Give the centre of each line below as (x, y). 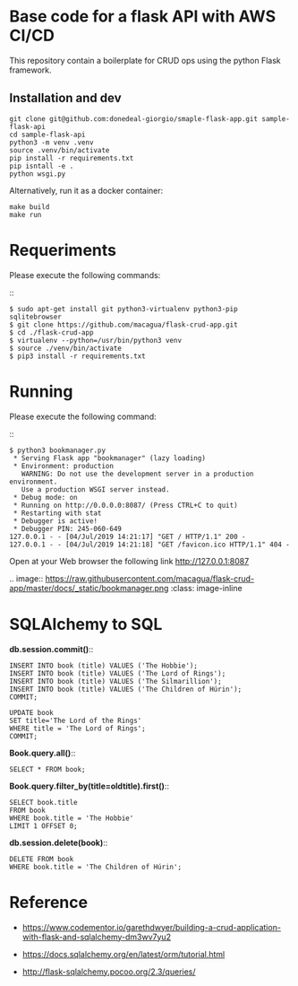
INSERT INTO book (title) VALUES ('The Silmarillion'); (115, 681)
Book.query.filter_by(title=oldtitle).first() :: (89, 786)
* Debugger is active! (55, 521)
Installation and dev (66, 98)
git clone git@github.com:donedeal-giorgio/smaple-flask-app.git (133, 118)
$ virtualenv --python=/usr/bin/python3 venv (95, 340)
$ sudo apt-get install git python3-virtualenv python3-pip (124, 309)
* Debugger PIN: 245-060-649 (68, 528)
